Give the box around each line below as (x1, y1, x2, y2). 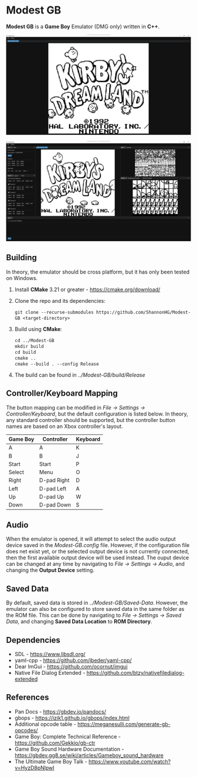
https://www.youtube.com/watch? (88, 758, 171, 765)
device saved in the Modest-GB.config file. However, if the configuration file (6, 542, 190, 549)
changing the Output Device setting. (6, 567, 95, 574)
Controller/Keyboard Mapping (6, 388, 118, 398)
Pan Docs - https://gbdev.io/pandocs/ (14, 708, 107, 715)
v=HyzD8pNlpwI (14, 764, 55, 771)
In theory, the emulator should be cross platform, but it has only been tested (6, 268, 190, 275)
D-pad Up (39, 493, 64, 500)
